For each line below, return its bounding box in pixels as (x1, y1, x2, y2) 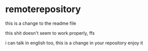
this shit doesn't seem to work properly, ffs (5, 30, 95, 36)
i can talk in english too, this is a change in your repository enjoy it (5, 39, 143, 46)
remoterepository (5, 4, 81, 15)
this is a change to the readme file (5, 20, 77, 26)
